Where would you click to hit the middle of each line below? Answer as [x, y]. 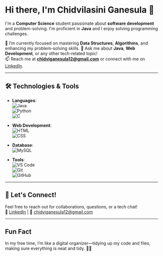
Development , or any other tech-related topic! [51, 53]
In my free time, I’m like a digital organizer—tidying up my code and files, [78, 243]
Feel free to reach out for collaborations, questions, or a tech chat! [71, 206]
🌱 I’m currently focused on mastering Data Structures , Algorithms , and [76, 43]
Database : [23, 145]
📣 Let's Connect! [31, 195]
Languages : [24, 100]
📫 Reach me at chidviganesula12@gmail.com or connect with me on [75, 59]
